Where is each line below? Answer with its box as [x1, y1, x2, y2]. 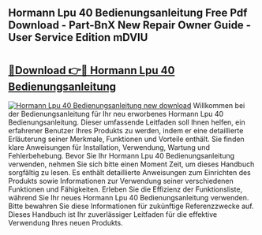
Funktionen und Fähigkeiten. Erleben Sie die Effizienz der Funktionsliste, [8, 185, 243, 194]
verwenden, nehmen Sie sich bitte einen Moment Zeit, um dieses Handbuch [8, 159, 255, 169]
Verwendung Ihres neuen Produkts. [8, 218, 124, 227]
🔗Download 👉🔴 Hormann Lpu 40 [8, 63, 175, 77]
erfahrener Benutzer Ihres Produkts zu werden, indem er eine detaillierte [8, 126, 244, 135]
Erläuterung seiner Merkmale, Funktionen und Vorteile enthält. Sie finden [8, 134, 245, 144]
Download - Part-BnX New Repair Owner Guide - [8, 19, 251, 32]
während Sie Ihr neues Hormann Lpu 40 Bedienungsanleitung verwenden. [8, 193, 249, 202]
